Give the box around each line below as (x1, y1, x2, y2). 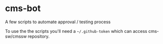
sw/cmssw (5, 33, 27, 39)
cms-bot (5, 3, 41, 14)
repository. (27, 33, 50, 39)
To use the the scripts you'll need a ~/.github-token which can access (5, 28, 148, 34)
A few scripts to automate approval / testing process (5, 19, 111, 25)
